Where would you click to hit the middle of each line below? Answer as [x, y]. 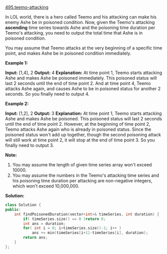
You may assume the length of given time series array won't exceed [82, 165]
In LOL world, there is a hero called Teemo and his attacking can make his [81, 17]
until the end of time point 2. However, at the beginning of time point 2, [78, 124]
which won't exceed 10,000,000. [46, 186]
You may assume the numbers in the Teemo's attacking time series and [86, 175]
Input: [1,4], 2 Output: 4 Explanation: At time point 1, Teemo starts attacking [84, 73]
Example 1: [17, 63]
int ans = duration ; [44, 223]
